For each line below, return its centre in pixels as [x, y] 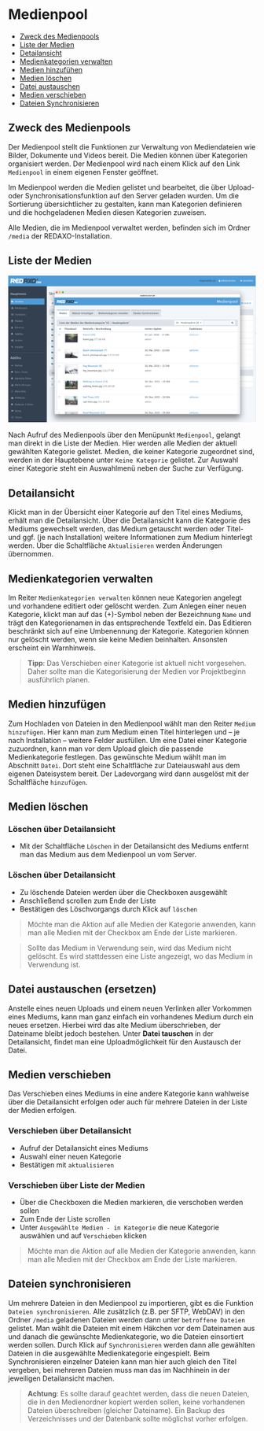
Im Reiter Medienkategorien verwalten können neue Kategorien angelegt [125, 597]
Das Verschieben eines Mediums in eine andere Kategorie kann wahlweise [129, 1094]
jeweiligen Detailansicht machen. [61, 1378]
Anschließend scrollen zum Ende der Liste [88, 900]
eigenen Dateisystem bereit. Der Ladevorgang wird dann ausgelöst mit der [128, 774]
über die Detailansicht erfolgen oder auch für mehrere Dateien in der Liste [128, 1102]
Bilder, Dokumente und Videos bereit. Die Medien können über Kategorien [128, 155]
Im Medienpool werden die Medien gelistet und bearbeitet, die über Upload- [132, 187]
